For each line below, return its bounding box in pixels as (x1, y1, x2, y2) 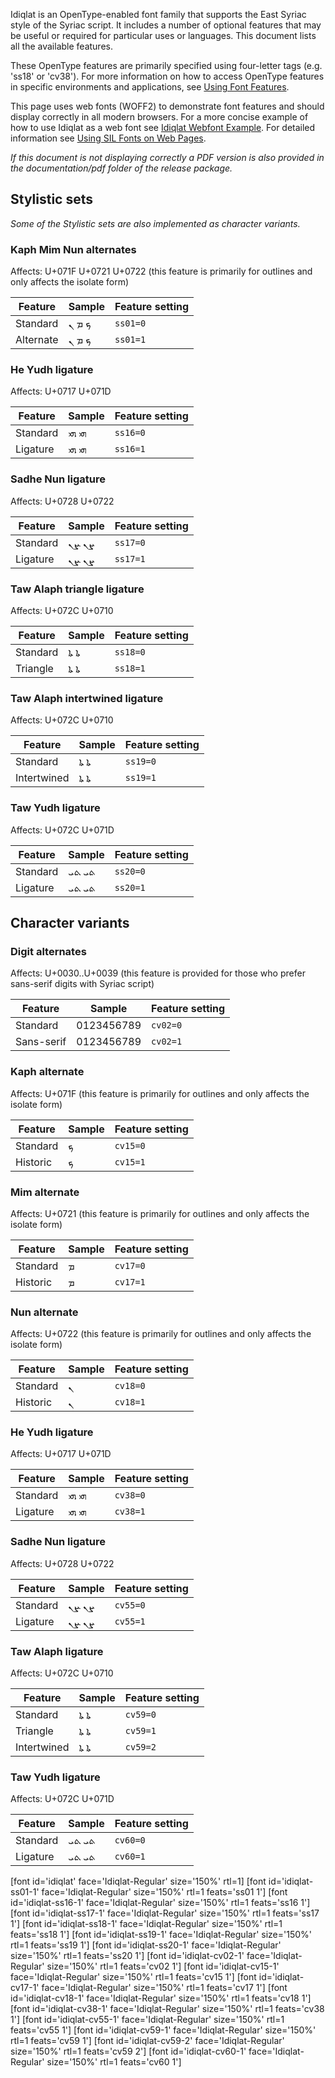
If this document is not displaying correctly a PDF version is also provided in (10, 152, 325, 163)
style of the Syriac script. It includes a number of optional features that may (10, 19, 322, 31)
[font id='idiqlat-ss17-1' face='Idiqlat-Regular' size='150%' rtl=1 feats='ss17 (10, 1907, 320, 1919)
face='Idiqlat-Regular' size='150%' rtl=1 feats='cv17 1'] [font (41, 1982, 288, 1994)
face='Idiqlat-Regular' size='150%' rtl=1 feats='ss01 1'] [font (41, 1886, 288, 1898)
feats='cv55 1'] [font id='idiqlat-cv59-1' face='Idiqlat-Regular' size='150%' (10, 2024, 317, 2036)
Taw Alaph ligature (10, 1644, 104, 1658)
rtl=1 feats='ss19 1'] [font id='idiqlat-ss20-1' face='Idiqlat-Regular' (10, 1939, 282, 1951)
